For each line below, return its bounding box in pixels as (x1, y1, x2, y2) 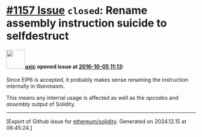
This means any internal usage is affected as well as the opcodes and (6, 94, 179, 102)
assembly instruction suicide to (6, 16, 167, 30)
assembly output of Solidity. (6, 100, 76, 108)
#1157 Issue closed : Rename (6, 4, 148, 17)
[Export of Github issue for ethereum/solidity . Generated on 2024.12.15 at (6, 118, 187, 125)
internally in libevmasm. (6, 82, 65, 90)
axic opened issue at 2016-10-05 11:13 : (25, 62, 124, 70)
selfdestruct (6, 29, 69, 43)
